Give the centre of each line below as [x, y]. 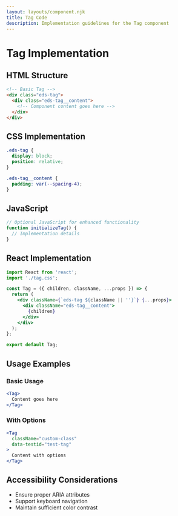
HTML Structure [37, 75]
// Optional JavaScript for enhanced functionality [73, 223]
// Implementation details [46, 234]
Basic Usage [25, 381]
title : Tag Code [27, 18]
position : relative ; [38, 162]
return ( [23, 295]
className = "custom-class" [44, 438]
